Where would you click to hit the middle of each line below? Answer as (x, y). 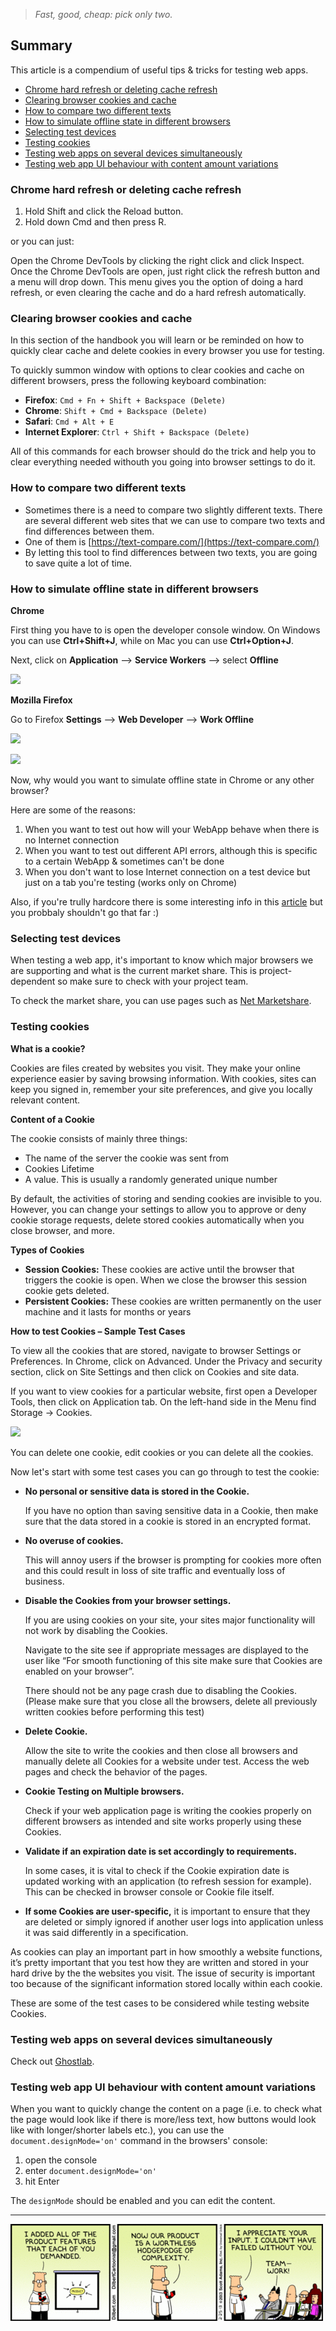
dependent (33, 981)
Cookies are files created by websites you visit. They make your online (155, 1068)
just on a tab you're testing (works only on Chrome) (131, 882)
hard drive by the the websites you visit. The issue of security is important (163, 1973)
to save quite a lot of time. (78, 563)
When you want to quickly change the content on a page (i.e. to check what (166, 2109)
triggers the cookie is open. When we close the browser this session (166, 1280)
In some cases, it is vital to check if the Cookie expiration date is (157, 1870)
